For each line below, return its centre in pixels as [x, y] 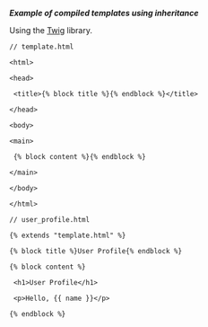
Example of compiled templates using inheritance [104, 13]
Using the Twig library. [51, 30]
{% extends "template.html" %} [68, 235]
